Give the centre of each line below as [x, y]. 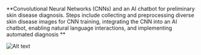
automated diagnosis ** [36, 34]
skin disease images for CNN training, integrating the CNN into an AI [92, 21]
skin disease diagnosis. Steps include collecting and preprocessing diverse [100, 15]
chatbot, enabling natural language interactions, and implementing [89, 28]
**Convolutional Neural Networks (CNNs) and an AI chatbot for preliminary [101, 9]
